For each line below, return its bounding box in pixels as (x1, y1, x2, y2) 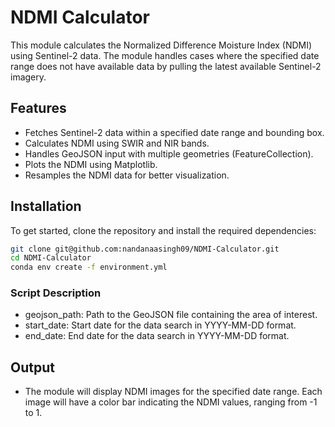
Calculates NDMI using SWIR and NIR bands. (24, 137, 210, 149)
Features (10, 100, 67, 117)
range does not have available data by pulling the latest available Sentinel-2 (10, 60, 322, 72)
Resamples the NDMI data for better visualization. (24, 169, 230, 181)
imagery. (10, 71, 47, 83)
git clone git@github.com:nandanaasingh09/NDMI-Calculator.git (10, 244, 280, 254)
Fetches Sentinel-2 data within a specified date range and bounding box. (24, 126, 325, 138)
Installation (10, 198, 82, 215)
